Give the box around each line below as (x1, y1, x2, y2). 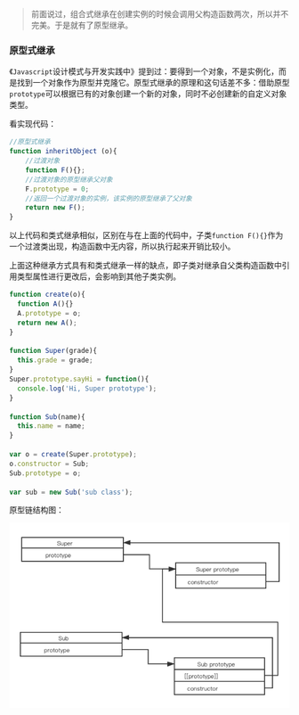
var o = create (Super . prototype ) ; (9, 450, 138, 459)
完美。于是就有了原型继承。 (30, 20, 133, 30)
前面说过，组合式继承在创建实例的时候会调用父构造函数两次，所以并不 (30, 9, 289, 19)
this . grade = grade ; (17, 356, 93, 365)
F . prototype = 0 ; (25, 185, 90, 193)
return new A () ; (17, 318, 77, 327)
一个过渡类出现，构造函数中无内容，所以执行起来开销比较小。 (9, 241, 236, 252)
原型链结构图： (9, 505, 64, 515)
